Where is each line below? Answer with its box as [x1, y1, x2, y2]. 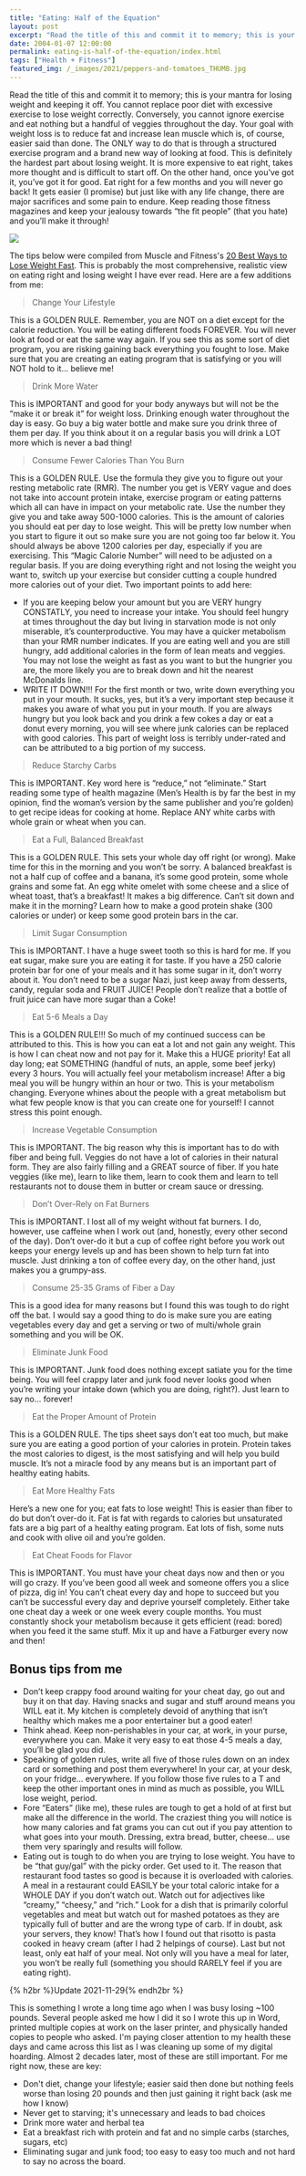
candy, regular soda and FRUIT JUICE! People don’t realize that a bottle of [9, 984, 288, 994]
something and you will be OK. [9, 1328, 125, 1339]
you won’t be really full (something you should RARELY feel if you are [22, 1957, 282, 1968]
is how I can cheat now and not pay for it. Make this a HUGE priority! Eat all [9, 1048, 291, 1059]
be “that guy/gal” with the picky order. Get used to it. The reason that [22, 1860, 282, 1871]
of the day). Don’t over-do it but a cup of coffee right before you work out [9, 1235, 285, 1246]
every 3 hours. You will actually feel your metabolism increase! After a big [9, 1067, 286, 1078]
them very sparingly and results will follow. [22, 1840, 183, 1852]
